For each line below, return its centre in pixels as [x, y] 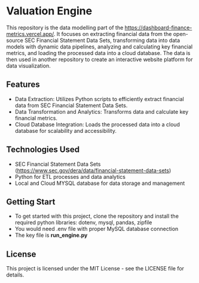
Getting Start [31, 202]
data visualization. [28, 66]
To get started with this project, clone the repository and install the [97, 216]
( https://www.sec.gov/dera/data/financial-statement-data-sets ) [93, 170]
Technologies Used [43, 150]
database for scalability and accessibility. [65, 130]
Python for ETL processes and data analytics [70, 177]
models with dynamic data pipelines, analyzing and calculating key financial [99, 47]
